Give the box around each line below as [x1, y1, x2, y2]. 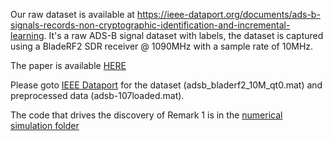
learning [10, 30, 45, 41]
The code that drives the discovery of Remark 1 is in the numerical [10, 109, 283, 121]
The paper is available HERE [10, 60, 127, 71]
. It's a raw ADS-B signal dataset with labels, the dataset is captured [43, 30, 324, 41]
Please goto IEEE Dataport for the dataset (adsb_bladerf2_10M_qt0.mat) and [10, 79, 323, 91]
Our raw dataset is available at [10, 9, 135, 20]
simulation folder [10, 120, 80, 131]
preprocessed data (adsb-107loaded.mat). [10, 90, 185, 101]
